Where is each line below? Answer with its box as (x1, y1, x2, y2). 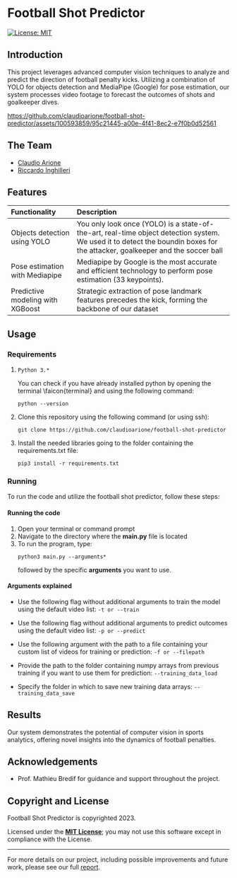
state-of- (181, 219, 214, 229)
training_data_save (17, 690, 75, 697)
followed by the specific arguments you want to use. (17, 565, 171, 574)
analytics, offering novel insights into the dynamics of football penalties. (7, 735, 217, 744)
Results (7, 709, 42, 721)
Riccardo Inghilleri (17, 166, 71, 174)
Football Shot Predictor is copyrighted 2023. (7, 814, 136, 822)
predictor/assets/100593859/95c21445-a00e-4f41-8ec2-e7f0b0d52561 (7, 119, 217, 127)
